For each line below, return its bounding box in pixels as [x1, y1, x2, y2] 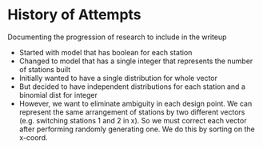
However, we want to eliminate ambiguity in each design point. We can [18, 99, 253, 108]
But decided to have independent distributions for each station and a [18, 82, 245, 91]
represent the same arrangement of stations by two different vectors [18, 107, 245, 117]
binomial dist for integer [18, 90, 98, 99]
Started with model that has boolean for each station [18, 47, 193, 57]
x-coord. [18, 132, 48, 142]
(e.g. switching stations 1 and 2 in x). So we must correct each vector [18, 115, 247, 125]
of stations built [18, 64, 71, 74]
